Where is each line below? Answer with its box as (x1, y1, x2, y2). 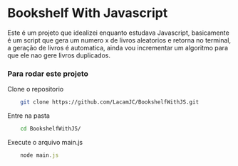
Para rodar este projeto (7, 69, 89, 79)
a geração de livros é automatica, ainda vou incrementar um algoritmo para (7, 43, 228, 52)
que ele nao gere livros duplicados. (7, 51, 110, 60)
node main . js (20, 151, 59, 159)
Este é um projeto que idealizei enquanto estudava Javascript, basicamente (7, 28, 229, 37)
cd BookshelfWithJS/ (20, 126, 81, 133)
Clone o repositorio (7, 85, 64, 94)
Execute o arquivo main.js (7, 138, 83, 146)
